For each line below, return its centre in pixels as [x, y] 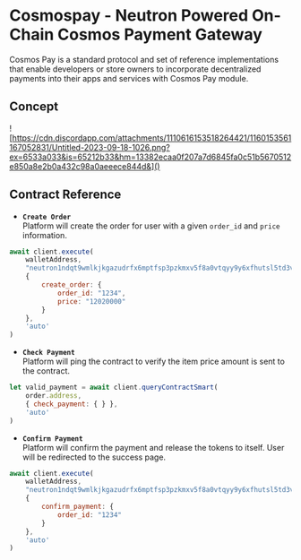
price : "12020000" [91, 301]
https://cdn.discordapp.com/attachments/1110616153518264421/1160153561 [152, 138]
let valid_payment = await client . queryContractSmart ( [114, 388]
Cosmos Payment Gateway [160, 34]
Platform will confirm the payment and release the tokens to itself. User [153, 447]
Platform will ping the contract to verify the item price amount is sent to [153, 362]
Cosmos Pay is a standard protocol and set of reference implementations [144, 59]
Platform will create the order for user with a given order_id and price [151, 226]
